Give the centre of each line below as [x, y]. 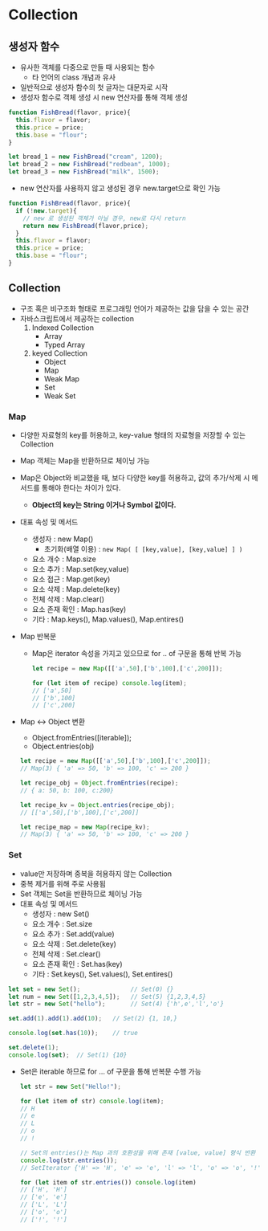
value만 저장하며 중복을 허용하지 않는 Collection [96, 874]
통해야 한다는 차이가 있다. [81, 487]
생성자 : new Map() [63, 539]
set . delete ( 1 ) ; [34, 1048]
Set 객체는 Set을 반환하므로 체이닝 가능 [81, 894]
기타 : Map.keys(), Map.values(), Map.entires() [108, 619]
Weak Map [62, 378]
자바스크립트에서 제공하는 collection [77, 318]
